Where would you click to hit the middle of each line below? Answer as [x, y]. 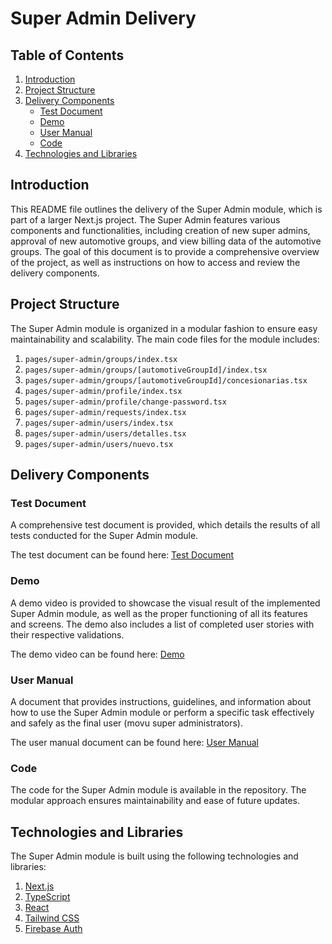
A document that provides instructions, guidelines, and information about [161, 701]
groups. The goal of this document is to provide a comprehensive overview [165, 251]
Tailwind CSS [52, 918]
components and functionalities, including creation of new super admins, [160, 230]
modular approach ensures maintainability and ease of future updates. [155, 801]
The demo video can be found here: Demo [97, 654]
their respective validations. [67, 634]
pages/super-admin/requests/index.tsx [105, 412]
